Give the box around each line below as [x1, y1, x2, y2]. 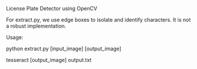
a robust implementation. [6, 23, 66, 29]
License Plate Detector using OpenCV [6, 5, 98, 12]
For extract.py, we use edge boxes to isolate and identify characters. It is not [6, 16, 191, 23]
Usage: [6, 34, 23, 40]
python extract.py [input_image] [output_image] [6, 45, 121, 52]
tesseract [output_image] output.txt [6, 57, 92, 63]
